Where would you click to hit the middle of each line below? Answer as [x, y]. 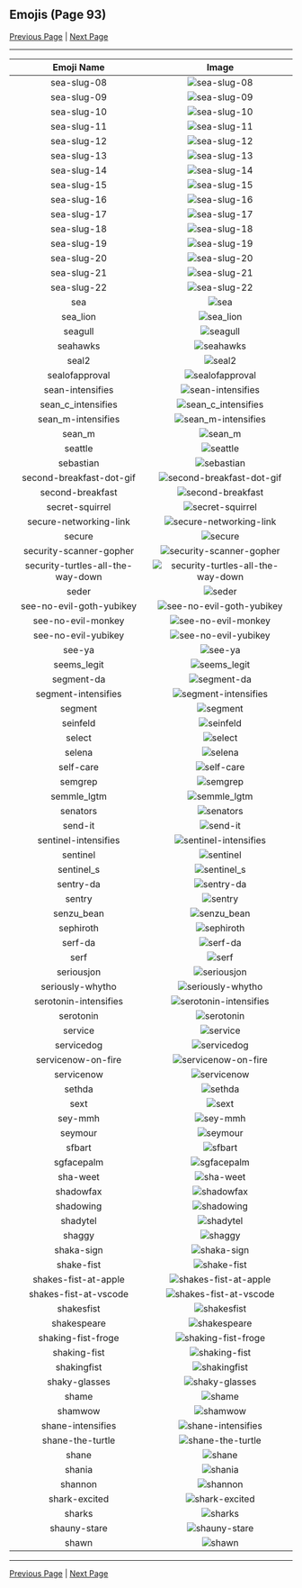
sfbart [79, 1148]
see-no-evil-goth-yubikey [79, 605]
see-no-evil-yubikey [79, 635]
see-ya [78, 649]
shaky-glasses [79, 1382]
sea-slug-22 [79, 287]
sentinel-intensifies [79, 839]
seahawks [79, 346]
